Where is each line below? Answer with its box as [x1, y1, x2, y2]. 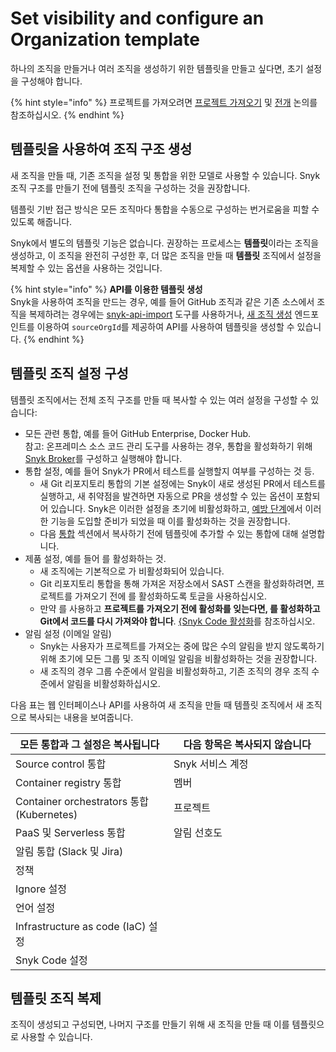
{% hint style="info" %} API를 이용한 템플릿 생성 [10, 283, 203, 295]
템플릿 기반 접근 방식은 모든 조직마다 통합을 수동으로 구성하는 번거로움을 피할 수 [10, 203, 320, 215]
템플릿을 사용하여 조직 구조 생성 [10, 141, 193, 158]
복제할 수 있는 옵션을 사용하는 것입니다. [10, 262, 163, 274]
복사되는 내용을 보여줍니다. [28, 711, 134, 723]
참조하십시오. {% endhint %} [10, 108, 125, 121]
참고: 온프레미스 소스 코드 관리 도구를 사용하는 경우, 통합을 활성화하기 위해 [24, 440, 313, 452]
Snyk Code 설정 [15, 953, 88, 967]
